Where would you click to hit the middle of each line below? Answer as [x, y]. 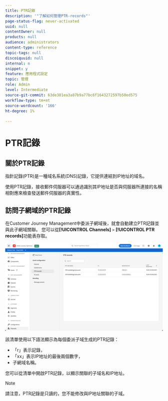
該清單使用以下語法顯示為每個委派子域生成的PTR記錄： [62, 339]
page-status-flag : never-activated [42, 21]
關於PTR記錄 [25, 163]
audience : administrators [32, 43]
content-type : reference [31, 48]
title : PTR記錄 [20, 11]
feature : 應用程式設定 [26, 74]
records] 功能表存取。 [27, 236]
